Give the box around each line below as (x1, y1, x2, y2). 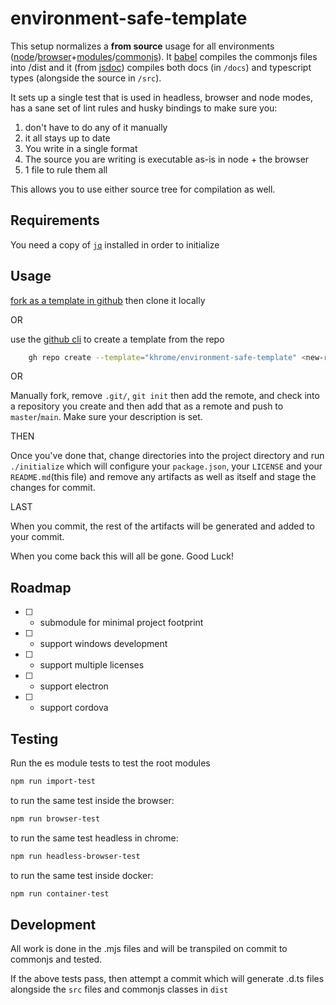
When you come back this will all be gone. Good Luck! (10, 550, 235, 562)
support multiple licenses (39, 659, 145, 671)
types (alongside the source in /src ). (10, 72, 162, 84)
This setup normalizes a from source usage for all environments (10, 40, 275, 52)
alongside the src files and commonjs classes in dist (10, 983, 229, 996)
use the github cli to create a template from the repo (10, 333, 225, 345)
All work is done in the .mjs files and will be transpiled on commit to (10, 943, 288, 955)
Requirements (10, 212, 100, 229)
